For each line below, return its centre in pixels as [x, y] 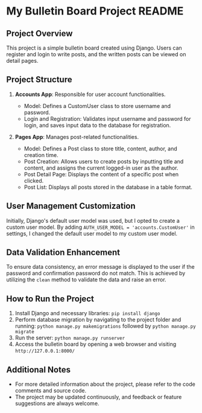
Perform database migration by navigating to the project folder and [98, 320]
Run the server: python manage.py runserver [70, 338]
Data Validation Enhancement [63, 253]
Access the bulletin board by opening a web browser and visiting [96, 344]
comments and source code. [50, 391]
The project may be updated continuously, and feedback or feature [98, 397]
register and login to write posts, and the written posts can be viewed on [96, 54]
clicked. [34, 181]
